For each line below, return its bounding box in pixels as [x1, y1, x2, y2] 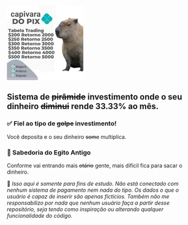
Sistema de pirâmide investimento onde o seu [7, 92, 183, 102]
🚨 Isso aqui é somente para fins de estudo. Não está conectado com [7, 180, 179, 187]
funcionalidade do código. [7, 212, 73, 219]
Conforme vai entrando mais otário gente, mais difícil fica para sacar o [7, 162, 183, 169]
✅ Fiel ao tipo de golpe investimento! [7, 119, 117, 128]
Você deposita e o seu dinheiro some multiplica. [7, 133, 126, 141]
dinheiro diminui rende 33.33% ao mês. [7, 101, 159, 112]
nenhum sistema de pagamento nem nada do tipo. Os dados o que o [7, 186, 179, 194]
